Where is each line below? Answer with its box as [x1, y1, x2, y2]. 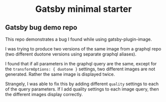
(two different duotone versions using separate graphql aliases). [5, 51, 137, 57]
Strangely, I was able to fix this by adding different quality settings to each [5, 81, 159, 87]
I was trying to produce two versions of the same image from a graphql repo [5, 46, 162, 51]
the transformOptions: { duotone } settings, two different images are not [5, 66, 156, 72]
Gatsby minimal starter [35, 3, 132, 15]
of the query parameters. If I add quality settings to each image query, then [5, 86, 159, 92]
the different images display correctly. [5, 92, 83, 97]
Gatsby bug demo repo [5, 23, 78, 32]
